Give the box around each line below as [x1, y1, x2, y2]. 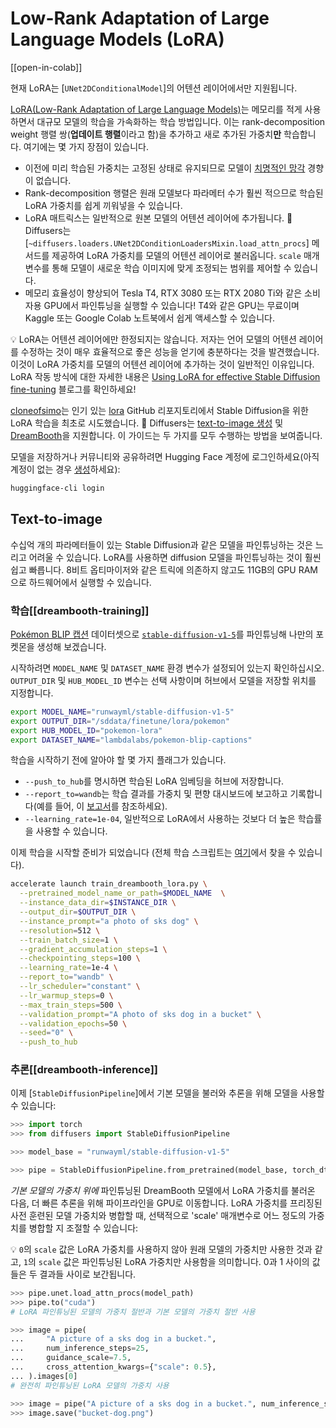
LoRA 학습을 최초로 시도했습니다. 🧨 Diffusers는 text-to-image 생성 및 [10, 417, 284, 429]
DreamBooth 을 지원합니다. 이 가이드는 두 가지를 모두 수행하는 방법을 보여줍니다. [10, 429, 323, 441]
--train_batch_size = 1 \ [19, 935, 118, 945]
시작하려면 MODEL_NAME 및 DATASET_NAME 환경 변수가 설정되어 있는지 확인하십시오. [10, 662, 325, 674]
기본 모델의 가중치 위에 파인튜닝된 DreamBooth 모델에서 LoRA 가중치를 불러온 [10, 1184, 316, 1196]
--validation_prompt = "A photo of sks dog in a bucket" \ [19, 1009, 262, 1019]
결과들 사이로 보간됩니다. [39, 1268, 137, 1280]
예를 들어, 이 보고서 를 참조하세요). [36, 800, 168, 812]
